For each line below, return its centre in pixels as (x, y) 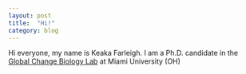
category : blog (34, 30)
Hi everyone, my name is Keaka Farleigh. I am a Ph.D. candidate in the (123, 53)
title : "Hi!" (32, 23)
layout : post (30, 16)
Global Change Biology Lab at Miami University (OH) (95, 61)
